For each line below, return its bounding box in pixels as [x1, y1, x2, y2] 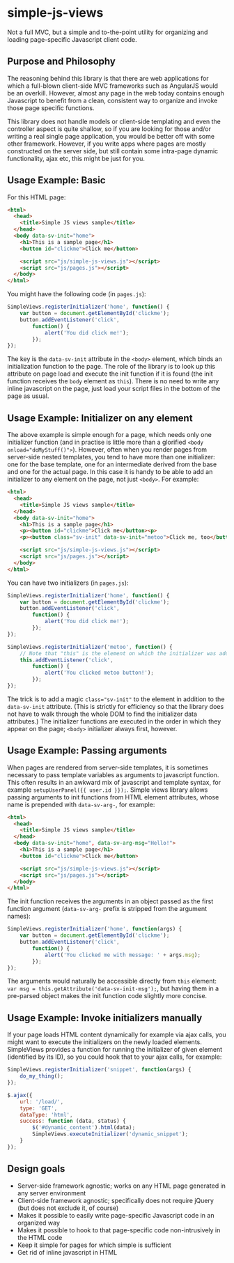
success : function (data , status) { [19, 1117, 127, 1125]
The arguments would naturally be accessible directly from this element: [7, 977, 217, 986]
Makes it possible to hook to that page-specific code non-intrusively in [17, 1225, 221, 1234]
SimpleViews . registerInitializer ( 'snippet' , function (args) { [7, 1066, 192, 1073]
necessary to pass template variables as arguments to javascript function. [7, 770, 219, 779]
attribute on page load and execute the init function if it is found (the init [7, 369, 214, 378]
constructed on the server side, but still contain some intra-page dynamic [7, 146, 219, 155]
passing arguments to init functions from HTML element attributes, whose [7, 793, 219, 801]
